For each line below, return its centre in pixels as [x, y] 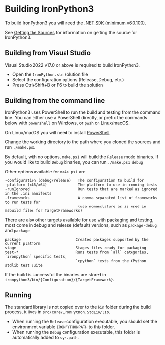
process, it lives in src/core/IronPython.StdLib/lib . [58, 312]
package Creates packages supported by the [77, 239]
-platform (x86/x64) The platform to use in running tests [81, 185]
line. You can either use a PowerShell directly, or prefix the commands [76, 117]
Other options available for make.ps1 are [45, 172]
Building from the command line [55, 100]
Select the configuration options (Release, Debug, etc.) [68, 79]
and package [17, 230]
